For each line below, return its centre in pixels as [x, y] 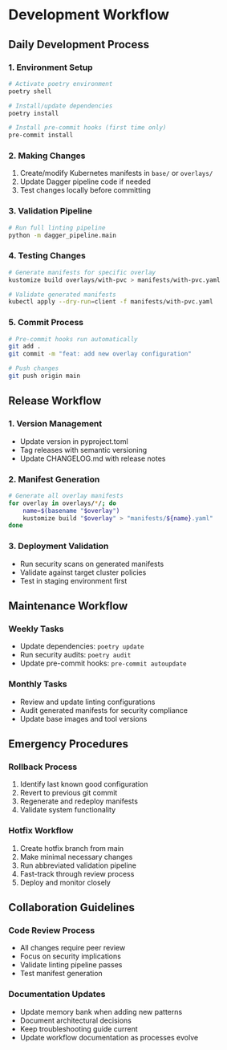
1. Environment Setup [51, 67]
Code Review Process [52, 930]
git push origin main [45, 376]
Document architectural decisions [76, 1020]
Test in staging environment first [73, 580]
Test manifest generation [61, 974]
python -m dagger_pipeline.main [62, 235]
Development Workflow [89, 15]
